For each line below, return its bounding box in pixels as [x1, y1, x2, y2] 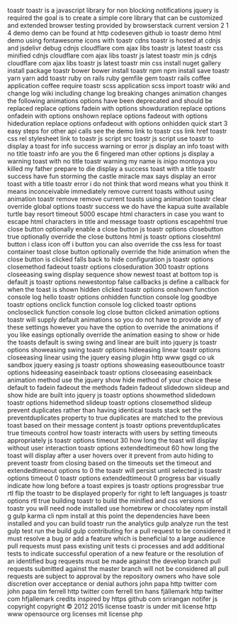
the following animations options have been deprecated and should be [7, 97, 213, 105]
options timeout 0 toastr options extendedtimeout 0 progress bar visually [7, 474, 221, 482]
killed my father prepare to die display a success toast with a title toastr [7, 165, 216, 173]
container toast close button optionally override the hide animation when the [7, 248, 230, 256]
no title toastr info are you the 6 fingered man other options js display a [7, 149, 215, 158]
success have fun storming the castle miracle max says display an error [7, 172, 217, 180]
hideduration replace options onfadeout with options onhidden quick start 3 [7, 119, 228, 127]
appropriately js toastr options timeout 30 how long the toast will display [7, 436, 218, 445]
